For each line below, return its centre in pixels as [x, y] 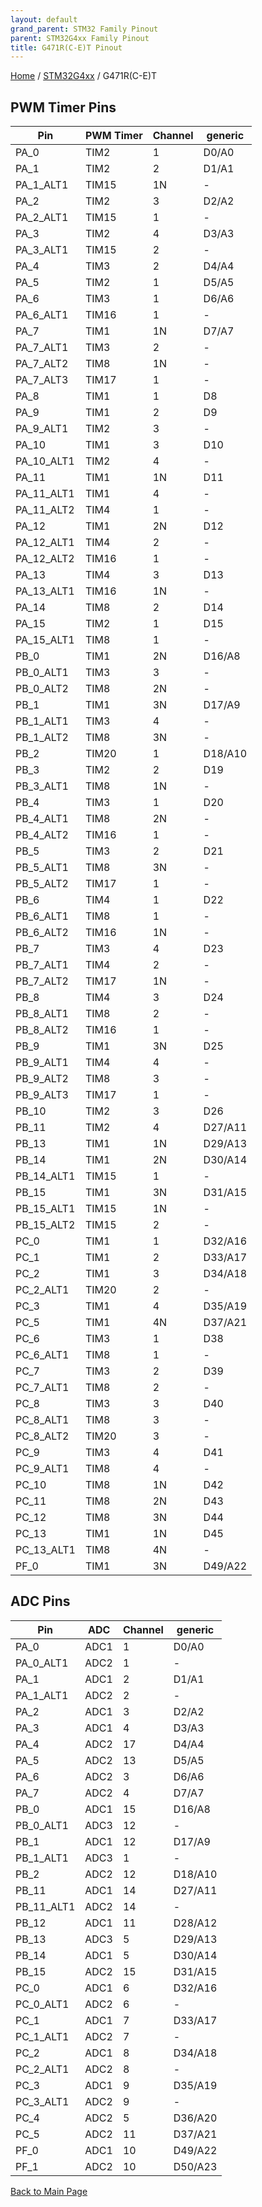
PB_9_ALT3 [42, 1095]
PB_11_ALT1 [45, 1906]
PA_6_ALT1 [42, 315]
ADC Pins [40, 1601]
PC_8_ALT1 [42, 1420]
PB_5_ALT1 [42, 868]
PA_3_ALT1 [42, 250]
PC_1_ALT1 [42, 2036]
